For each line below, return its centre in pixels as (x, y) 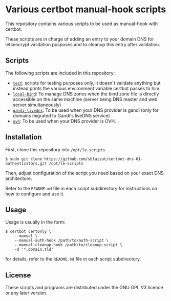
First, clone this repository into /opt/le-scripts (55, 149)
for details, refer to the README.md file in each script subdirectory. (73, 259)
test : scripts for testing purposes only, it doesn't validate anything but (87, 83)
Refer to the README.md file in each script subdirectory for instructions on (81, 188)
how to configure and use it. (35, 194)
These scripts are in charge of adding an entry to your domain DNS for (80, 39)
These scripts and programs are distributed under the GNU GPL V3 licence (84, 288)
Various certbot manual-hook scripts (86, 9)
